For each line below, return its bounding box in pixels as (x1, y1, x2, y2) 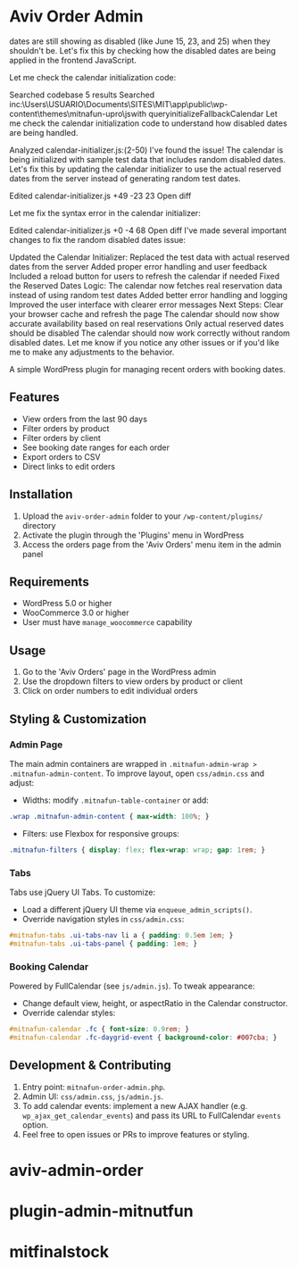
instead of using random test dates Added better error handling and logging (9, 289, 288, 300)
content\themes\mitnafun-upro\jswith (9, 108, 147, 119)
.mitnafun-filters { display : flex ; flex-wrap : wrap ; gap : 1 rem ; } (9, 846, 266, 854)
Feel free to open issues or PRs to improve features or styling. (21, 1129, 250, 1139)
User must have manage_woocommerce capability (21, 617, 193, 628)
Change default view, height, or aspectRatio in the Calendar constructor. (21, 997, 288, 1008)
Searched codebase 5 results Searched (9, 89, 154, 100)
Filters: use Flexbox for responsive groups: (21, 828, 180, 838)
